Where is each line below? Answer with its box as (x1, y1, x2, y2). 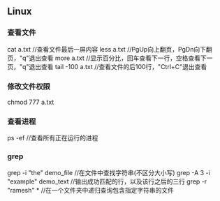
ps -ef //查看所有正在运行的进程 (7, 134, 98, 142)
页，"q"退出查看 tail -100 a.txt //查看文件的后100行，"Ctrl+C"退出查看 (7, 62, 207, 70)
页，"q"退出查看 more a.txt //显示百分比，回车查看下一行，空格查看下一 (7, 54, 213, 62)
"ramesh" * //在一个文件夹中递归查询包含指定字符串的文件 (7, 186, 175, 194)
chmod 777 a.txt (7, 98, 54, 106)
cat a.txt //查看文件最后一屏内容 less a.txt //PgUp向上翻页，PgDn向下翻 (7, 45, 212, 53)
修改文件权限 (7, 82, 51, 91)
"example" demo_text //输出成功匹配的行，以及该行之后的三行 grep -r (7, 177, 207, 186)
